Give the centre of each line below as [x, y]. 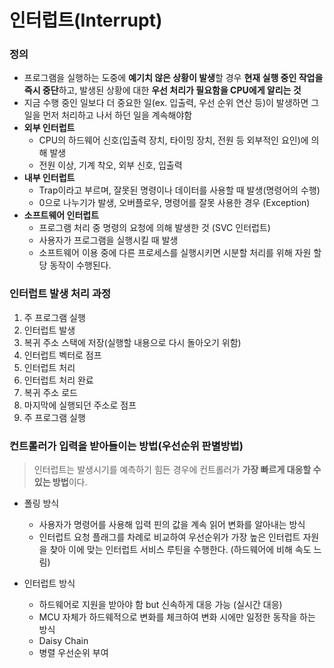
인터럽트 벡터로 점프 [62, 355]
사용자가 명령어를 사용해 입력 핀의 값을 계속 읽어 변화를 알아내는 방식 [172, 525]
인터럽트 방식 [49, 583]
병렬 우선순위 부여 [73, 653]
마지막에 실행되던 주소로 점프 [80, 405]
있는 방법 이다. [60, 482]
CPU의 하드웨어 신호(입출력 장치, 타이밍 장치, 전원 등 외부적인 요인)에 [173, 140]
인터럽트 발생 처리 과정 [60, 294]
